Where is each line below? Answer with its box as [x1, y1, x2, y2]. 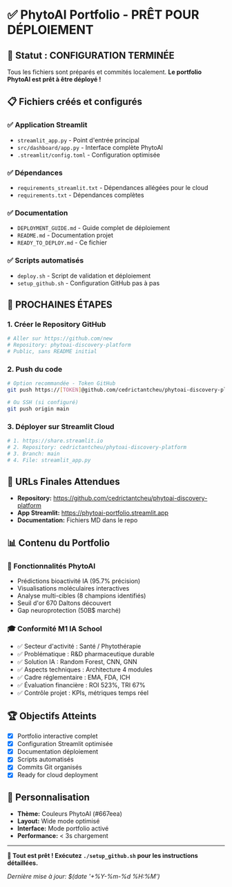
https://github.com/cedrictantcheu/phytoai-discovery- [52, 494, 208, 502]
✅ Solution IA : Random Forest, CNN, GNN [17, 658, 137, 666]
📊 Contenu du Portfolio [7, 537, 110, 549]
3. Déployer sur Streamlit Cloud [7, 421, 115, 431]
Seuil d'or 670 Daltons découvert [17, 598, 112, 607]
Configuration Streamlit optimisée [17, 740, 113, 748]
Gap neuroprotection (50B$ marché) [17, 606, 121, 614]
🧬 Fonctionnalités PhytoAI [7, 561, 96, 571]
